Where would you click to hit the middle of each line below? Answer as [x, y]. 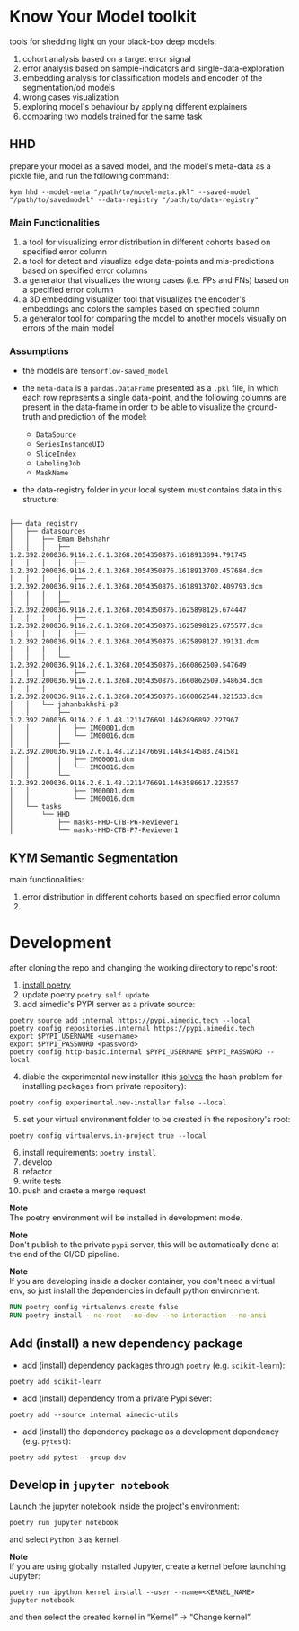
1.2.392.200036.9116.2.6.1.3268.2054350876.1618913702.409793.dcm [136, 587]
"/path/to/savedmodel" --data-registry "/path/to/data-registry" [134, 199]
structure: [40, 500]
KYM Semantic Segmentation [93, 858]
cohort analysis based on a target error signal [106, 58]
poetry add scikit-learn [56, 1381]
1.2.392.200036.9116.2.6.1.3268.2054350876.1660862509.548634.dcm [136, 681]
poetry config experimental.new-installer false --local [118, 1103]
